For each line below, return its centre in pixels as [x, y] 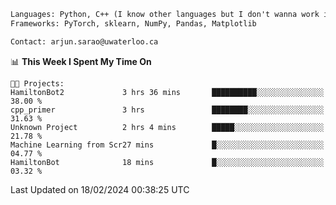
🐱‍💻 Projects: [37, 83]
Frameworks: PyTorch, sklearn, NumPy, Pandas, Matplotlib [133, 23]
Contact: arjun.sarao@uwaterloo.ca [84, 41]
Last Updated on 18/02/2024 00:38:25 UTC [100, 189]
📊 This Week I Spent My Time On [81, 61]
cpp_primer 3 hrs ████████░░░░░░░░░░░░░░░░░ [167, 110]
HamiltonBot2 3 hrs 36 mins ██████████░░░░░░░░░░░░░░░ [167, 92]
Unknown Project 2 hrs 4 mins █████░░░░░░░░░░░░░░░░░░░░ [167, 127]
